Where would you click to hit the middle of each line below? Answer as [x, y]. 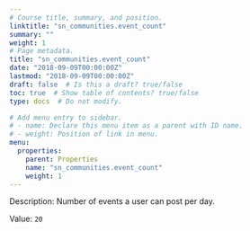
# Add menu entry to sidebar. [66, 118]
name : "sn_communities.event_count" [94, 167]
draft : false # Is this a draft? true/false [96, 84]
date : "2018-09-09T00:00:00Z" [66, 68]
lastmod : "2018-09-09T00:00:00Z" [72, 76]
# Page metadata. [42, 51]
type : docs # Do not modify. [66, 101]
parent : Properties [62, 159]
